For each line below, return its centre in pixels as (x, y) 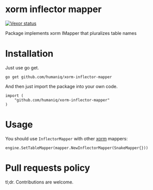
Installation (29, 54)
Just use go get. (22, 67)
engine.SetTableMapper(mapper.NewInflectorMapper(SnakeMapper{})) (77, 148)
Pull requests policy (48, 168)
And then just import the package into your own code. (62, 86)
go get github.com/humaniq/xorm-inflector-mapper (59, 77)
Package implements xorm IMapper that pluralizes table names (71, 33)
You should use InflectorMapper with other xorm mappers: (67, 138)
